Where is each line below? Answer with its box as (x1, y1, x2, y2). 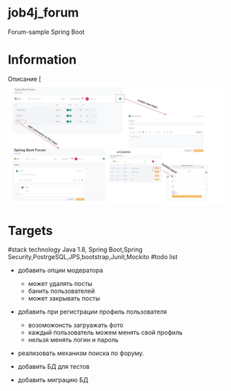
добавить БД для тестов (17, 363, 90, 371)
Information (8, 52, 77, 68)
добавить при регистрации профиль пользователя (17, 307, 168, 316)
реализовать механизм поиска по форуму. (17, 349, 144, 357)
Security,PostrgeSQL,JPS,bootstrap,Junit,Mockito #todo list (8, 253, 178, 261)
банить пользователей (28, 287, 95, 295)
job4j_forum (8, 5, 79, 21)
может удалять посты (28, 280, 92, 288)
